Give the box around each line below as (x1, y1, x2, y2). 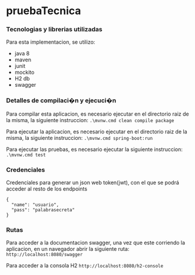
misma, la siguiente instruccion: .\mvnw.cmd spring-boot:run (6, 134, 153, 141)
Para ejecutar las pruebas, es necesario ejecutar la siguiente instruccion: (6, 146, 183, 153)
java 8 (14, 50, 30, 57)
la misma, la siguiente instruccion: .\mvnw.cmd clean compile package (6, 116, 174, 123)
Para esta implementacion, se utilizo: (6, 38, 95, 45)
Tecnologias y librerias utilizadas (6, 25, 103, 34)
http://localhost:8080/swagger (6, 252, 83, 258)
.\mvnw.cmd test (6, 152, 46, 158)
